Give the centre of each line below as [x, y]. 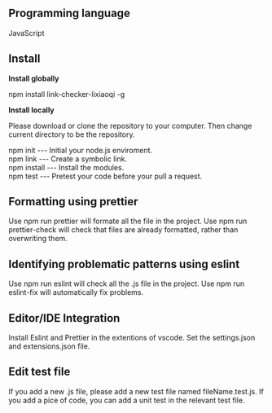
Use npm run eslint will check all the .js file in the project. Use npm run [127, 283]
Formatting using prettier [73, 202]
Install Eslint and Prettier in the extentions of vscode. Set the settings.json [132, 338]
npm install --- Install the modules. [66, 167]
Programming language [69, 13]
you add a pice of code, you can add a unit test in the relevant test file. [127, 400]
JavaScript [26, 33]
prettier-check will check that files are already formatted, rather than [123, 230]
